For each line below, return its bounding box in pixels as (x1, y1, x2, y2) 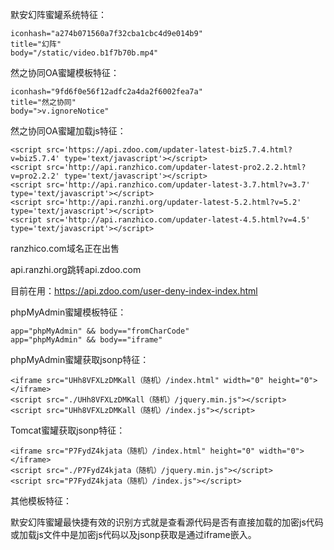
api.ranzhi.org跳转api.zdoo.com (10, 264, 142, 275)
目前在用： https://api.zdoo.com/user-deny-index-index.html (10, 285, 258, 297)
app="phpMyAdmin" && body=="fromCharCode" (10, 326, 190, 336)
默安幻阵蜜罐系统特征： (10, 9, 107, 20)
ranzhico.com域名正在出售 (10, 243, 120, 254)
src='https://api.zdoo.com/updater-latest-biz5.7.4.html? (46, 145, 293, 155)
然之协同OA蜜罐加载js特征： (10, 125, 127, 137)
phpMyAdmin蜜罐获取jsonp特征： (10, 354, 150, 365)
